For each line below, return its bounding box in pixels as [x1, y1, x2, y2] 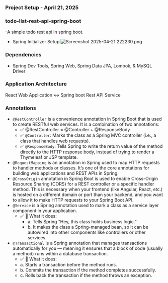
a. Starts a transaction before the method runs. [20, 262, 117, 268]
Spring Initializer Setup [12, 39, 60, 45]
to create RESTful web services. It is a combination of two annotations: [12, 121, 159, 127]
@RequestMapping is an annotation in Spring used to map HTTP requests [12, 160, 160, 166]
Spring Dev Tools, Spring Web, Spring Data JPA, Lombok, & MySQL [12, 62, 152, 69]
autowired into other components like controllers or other [27, 229, 146, 235]
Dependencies [5, 51, 42, 58]
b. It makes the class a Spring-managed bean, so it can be [27, 224, 148, 230]
